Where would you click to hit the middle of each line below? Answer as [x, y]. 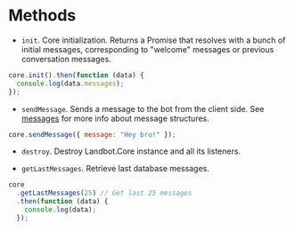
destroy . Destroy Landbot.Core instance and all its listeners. [131, 151]
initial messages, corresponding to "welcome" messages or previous [147, 49]
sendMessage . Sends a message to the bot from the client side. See [143, 108]
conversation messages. [66, 59]
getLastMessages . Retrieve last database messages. [115, 169]
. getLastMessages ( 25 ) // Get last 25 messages [104, 193]
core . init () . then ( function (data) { [76, 75]
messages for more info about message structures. [115, 118]
